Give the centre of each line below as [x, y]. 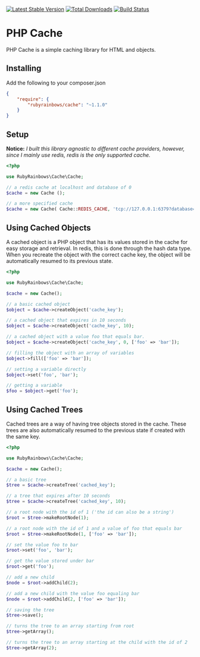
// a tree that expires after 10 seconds [58, 496]
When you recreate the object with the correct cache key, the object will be [98, 255]
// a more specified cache [40, 204]
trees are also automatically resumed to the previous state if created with [96, 430]
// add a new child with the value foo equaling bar [73, 593]
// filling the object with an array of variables [70, 353]
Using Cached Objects [49, 228]
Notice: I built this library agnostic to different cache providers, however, [96, 148]
